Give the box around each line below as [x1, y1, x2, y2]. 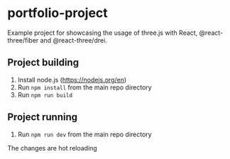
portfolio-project [7, 5, 108, 21]
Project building [7, 57, 80, 69]
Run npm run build [17, 90, 73, 99]
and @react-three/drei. [40, 35, 108, 44]
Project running [7, 111, 78, 124]
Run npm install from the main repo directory [17, 83, 152, 92]
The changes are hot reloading [7, 143, 97, 152]
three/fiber [7, 35, 39, 44]
